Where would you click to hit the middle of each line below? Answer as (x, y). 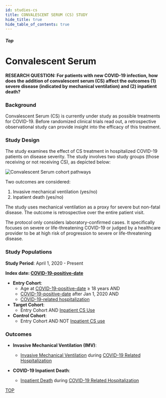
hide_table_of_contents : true (38, 24)
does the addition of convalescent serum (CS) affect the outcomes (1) (81, 81)
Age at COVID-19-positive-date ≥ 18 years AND (70, 288)
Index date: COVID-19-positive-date (44, 273)
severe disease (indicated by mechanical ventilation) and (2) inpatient (81, 86)
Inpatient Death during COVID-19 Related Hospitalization (80, 380)
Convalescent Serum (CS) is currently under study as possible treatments (83, 116)
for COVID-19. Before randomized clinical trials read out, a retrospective (81, 122)
